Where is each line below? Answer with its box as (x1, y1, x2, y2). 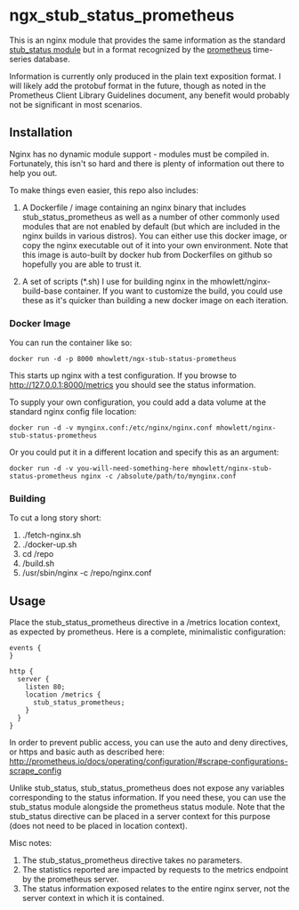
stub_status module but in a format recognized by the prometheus (9, 44, 252, 54)
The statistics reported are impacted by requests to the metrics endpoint (21, 865, 289, 875)
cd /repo (21, 549, 54, 560)
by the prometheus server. (21, 874, 120, 885)
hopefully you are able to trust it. (21, 259, 142, 270)
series (9, 53, 32, 64)
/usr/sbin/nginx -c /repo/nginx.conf (21, 568, 152, 578)
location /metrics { (25, 690, 101, 699)
